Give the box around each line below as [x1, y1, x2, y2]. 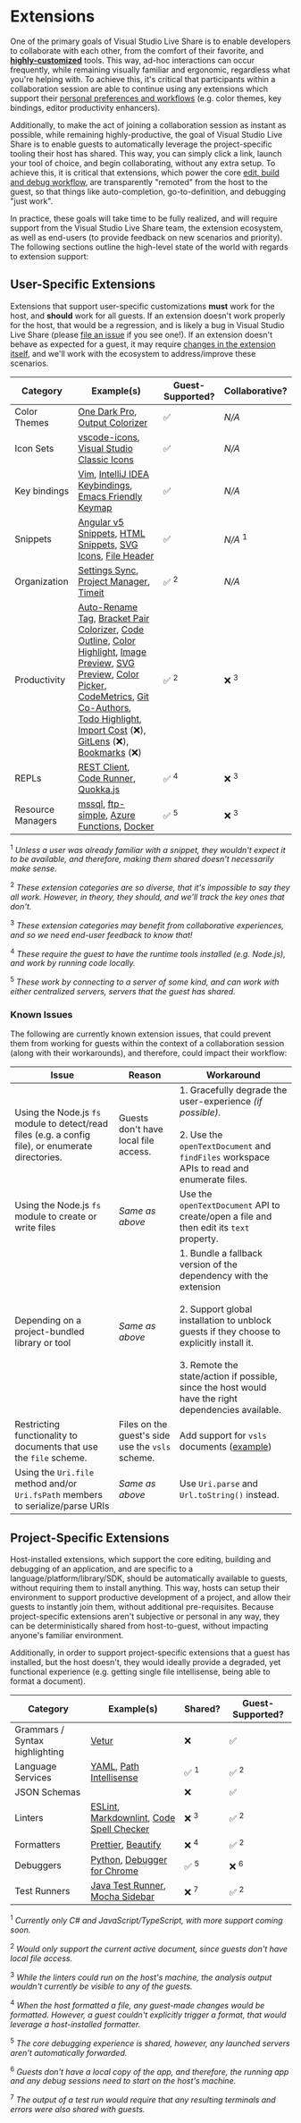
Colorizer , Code [78, 623, 145, 636]
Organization [14, 575, 70, 588]
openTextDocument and [179, 1140, 272, 1153]
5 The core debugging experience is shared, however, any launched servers [10, 2036, 290, 2049]
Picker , [78, 679, 107, 691]
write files [14, 1222, 56, 1234]
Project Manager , [78, 575, 151, 588]
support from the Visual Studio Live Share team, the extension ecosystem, [10, 222, 284, 233]
